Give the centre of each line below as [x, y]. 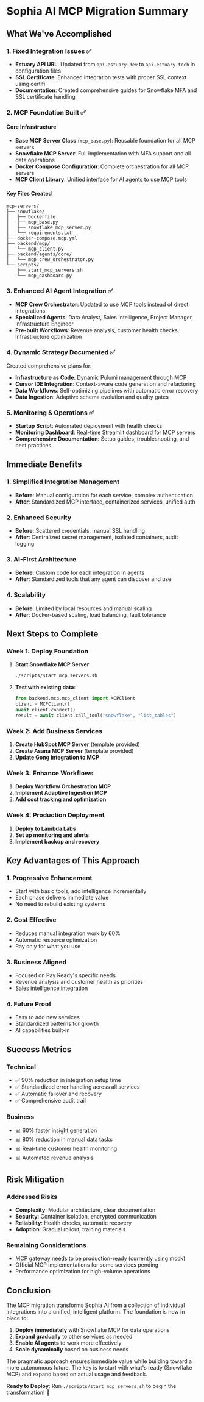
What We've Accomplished [59, 34]
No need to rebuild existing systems [60, 904]
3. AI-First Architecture [41, 559]
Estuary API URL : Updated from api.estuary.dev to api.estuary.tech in [105, 64]
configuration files [38, 71]
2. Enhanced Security [39, 518]
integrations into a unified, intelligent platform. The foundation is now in [96, 1311]
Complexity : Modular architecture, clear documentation [85, 1210]
